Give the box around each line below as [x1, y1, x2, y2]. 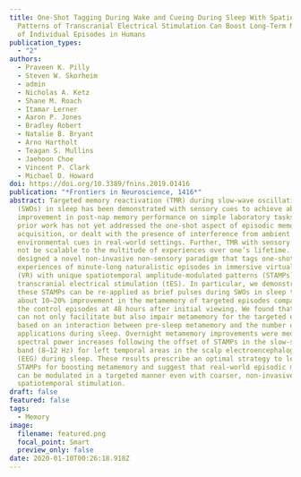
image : [9, 421, 34, 430]
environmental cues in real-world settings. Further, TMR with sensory [17, 238, 291, 247]
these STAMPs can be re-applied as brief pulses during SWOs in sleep [17, 287, 287, 296]
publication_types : [9, 38, 82, 47]
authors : [9, 55, 42, 64]
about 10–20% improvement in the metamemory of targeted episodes [17, 296, 271, 305]
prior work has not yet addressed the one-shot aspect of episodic [17, 221, 275, 230]
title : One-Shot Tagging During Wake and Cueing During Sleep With [9, 13, 267, 22]
